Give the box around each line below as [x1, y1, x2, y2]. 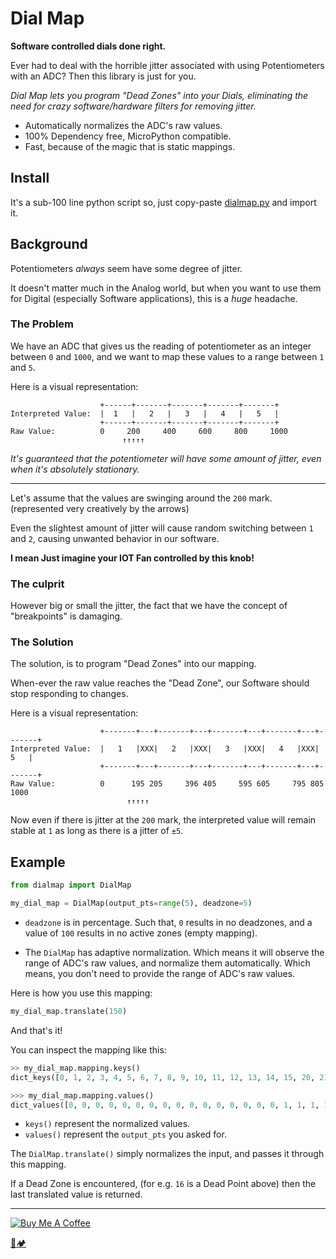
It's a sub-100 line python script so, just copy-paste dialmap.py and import [10, 196, 317, 208]
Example [10, 853, 66, 871]
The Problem [10, 317, 75, 331]
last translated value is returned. [10, 1188, 143, 1201]
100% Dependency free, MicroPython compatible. [24, 130, 232, 142]
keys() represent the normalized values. [24, 1118, 191, 1130]
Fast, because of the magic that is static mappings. [24, 140, 236, 152]
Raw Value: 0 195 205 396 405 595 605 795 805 [10, 779, 325, 789]
